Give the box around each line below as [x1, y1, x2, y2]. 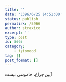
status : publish [5, 16, 38, 21]
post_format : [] [5, 58, 38, 63]
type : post [5, 35, 27, 40]
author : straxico [5, 26, 41, 31]
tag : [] [5, 53, 21, 58]
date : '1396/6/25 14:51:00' [5, 12, 63, 17]
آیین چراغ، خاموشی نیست [5, 71, 52, 77]
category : [5, 44, 25, 49]
